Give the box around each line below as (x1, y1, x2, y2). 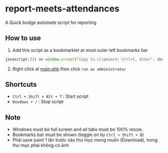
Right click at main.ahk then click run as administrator (12, 66, 126, 72)
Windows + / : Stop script (12, 99, 64, 105)
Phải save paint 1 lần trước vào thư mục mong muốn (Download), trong (12, 137, 158, 143)
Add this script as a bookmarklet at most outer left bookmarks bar (12, 47, 148, 53)
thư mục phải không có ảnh (12, 143, 69, 149)
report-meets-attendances (5, 3, 120, 14)
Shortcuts (5, 80, 37, 89)
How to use (5, 34, 41, 42)
